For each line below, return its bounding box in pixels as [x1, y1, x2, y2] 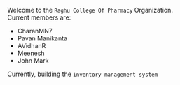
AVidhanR [17, 42, 46, 49]
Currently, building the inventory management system [7, 70, 158, 78]
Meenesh [17, 49, 45, 57]
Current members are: [7, 13, 71, 22]
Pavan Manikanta [17, 34, 68, 42]
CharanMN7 [17, 27, 53, 35]
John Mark [17, 56, 49, 65]
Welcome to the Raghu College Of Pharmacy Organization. [7, 6, 174, 14]
